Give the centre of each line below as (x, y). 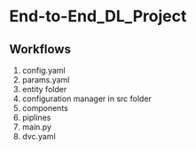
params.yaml (46, 80)
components (45, 108)
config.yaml (43, 70)
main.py (36, 127)
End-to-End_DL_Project (98, 16)
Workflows (40, 49)
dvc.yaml (39, 136)
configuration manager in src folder (87, 99)
